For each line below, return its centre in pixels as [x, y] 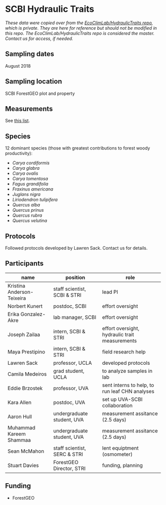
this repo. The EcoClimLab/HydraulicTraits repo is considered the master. [80, 33]
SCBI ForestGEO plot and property [40, 93]
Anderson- [21, 292]
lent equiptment [120, 448]
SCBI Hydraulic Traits [50, 9]
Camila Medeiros [27, 374]
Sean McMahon [26, 451]
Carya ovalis [25, 173]
